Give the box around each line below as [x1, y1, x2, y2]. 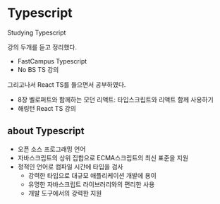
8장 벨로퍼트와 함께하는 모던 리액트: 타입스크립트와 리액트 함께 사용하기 [17, 95, 214, 104]
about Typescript [7, 125, 85, 137]
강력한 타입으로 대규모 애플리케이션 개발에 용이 [28, 171, 157, 179]
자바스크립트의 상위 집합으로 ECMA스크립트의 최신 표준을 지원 [17, 153, 189, 162]
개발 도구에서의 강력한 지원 [28, 188, 102, 197]
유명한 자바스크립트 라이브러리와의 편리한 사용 [28, 180, 155, 188]
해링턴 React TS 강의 [17, 104, 76, 112]
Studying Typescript [7, 28, 66, 37]
